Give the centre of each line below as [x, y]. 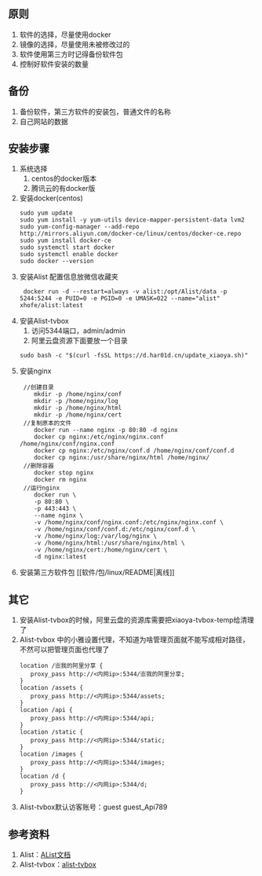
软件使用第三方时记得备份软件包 [71, 54]
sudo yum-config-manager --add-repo [79, 227]
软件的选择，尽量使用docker [65, 35]
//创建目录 [38, 387]
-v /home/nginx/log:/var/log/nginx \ [95, 537]
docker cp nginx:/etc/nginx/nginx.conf [99, 437]
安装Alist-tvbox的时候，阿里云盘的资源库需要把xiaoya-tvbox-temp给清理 [137, 620]
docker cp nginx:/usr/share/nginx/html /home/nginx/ [122, 458]
